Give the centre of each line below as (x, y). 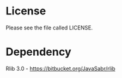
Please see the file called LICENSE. (49, 28)
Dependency (39, 52)
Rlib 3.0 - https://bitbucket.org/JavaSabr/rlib (61, 68)
